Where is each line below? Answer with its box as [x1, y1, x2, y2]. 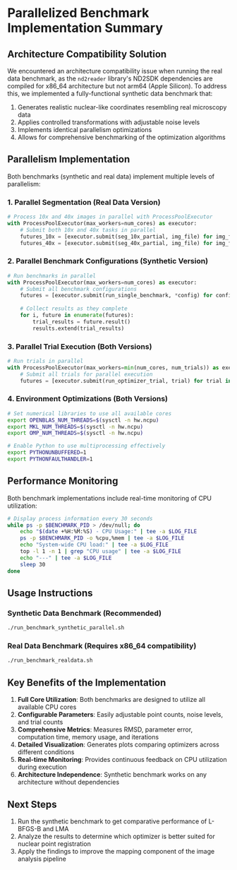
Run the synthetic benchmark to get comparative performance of [17, 817, 207, 826]
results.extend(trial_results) [32, 325, 125, 332]
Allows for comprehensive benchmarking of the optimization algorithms [17, 133, 226, 141]
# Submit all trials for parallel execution [20, 371, 153, 378]
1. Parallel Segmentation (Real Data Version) [7, 197, 161, 207]
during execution [17, 763, 67, 771]
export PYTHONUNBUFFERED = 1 [7, 449, 87, 456]
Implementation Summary [7, 20, 164, 36]
